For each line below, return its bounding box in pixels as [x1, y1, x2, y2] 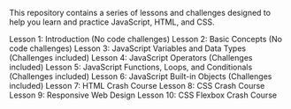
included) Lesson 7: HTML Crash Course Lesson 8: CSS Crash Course [9, 81, 265, 91]
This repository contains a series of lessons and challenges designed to [9, 8, 272, 18]
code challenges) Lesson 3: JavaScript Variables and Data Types [9, 43, 246, 54]
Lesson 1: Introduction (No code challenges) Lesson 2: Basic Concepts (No [9, 34, 283, 44]
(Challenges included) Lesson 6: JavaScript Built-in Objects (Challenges [9, 71, 272, 82]
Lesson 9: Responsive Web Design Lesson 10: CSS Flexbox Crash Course [9, 90, 277, 100]
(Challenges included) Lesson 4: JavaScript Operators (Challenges [9, 53, 253, 62]
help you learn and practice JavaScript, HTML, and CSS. [9, 17, 215, 27]
